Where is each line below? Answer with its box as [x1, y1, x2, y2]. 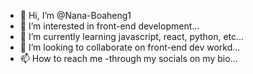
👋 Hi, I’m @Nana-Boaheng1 [19, 10, 132, 21]
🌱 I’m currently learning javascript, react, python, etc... [19, 31, 245, 42]
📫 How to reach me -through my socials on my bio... [19, 53, 238, 64]
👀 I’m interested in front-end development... [19, 20, 200, 32]
